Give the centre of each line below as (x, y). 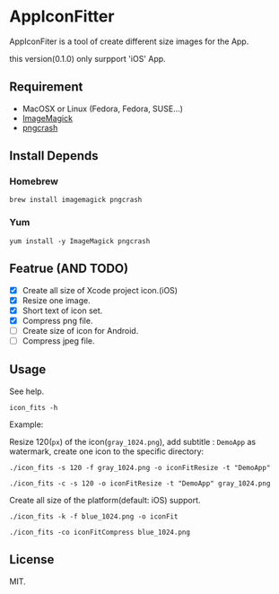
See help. (27, 391)
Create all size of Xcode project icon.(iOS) (100, 290)
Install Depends (54, 156)
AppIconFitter (62, 17)
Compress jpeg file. (58, 341)
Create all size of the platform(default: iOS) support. (105, 500)
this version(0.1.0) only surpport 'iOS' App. (87, 58)
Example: (26, 424)
